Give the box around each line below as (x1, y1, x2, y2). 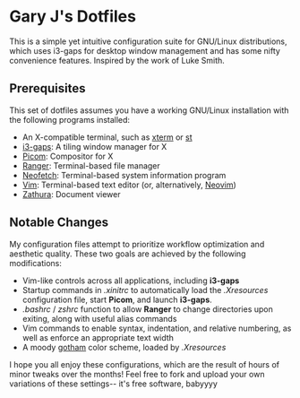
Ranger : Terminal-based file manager (21, 160, 161, 171)
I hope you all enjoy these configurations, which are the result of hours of (9, 359, 280, 369)
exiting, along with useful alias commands (21, 313, 177, 324)
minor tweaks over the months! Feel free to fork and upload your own (9, 368, 265, 379)
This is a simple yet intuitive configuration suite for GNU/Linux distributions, (9, 36, 288, 47)
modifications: (9, 257, 63, 268)
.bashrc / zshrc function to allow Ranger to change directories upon (21, 303, 273, 315)
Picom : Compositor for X (21, 151, 114, 161)
